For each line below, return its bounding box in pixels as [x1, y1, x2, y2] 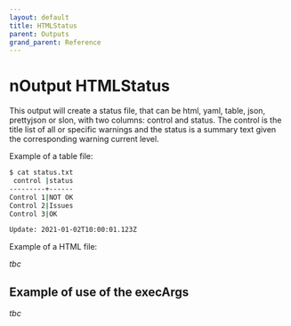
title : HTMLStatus [9, 21, 77, 30]
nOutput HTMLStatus [9, 76, 171, 96]
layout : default [9, 12, 69, 22]
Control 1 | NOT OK [9, 193, 74, 202]
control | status [12, 177, 74, 186]
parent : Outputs [9, 29, 69, 38]
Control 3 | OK [9, 210, 58, 219]
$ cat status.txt [9, 168, 74, 178]
